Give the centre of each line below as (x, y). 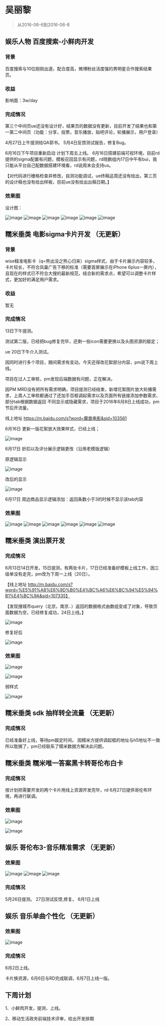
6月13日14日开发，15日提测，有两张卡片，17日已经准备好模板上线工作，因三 (82, 568)
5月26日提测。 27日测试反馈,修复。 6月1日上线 (52, 899)
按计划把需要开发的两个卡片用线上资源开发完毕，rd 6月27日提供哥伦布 (76, 790)
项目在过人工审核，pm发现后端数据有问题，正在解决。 (60, 379)
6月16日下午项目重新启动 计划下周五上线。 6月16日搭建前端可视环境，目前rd (82, 153)
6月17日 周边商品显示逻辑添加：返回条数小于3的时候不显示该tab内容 (74, 499)
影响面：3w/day (21, 100)
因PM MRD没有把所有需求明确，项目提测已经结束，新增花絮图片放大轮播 (79, 389)
